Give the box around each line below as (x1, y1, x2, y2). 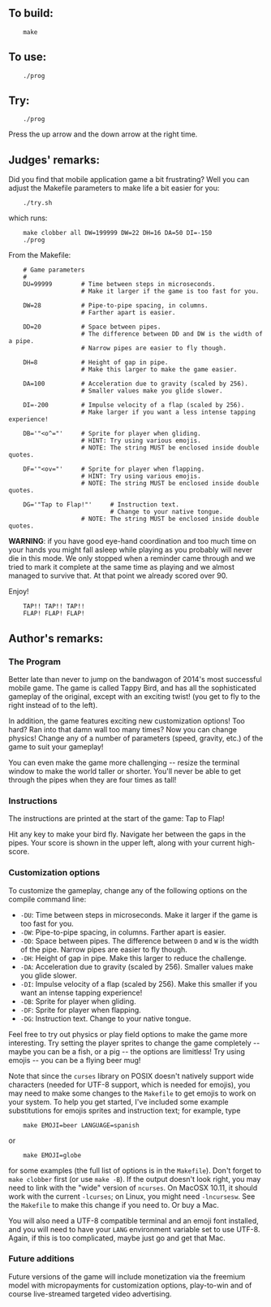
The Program (8, 656, 61, 667)
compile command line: (8, 894, 87, 904)
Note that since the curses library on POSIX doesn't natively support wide (8, 1070, 254, 1080)
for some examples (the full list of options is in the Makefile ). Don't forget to (8, 1166, 262, 1175)
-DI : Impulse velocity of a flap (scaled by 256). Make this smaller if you (19, 979, 258, 988)
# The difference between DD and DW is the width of (80, 330, 264, 338)
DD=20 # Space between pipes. (23, 323, 161, 332)
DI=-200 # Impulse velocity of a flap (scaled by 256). (23, 402, 245, 410)
